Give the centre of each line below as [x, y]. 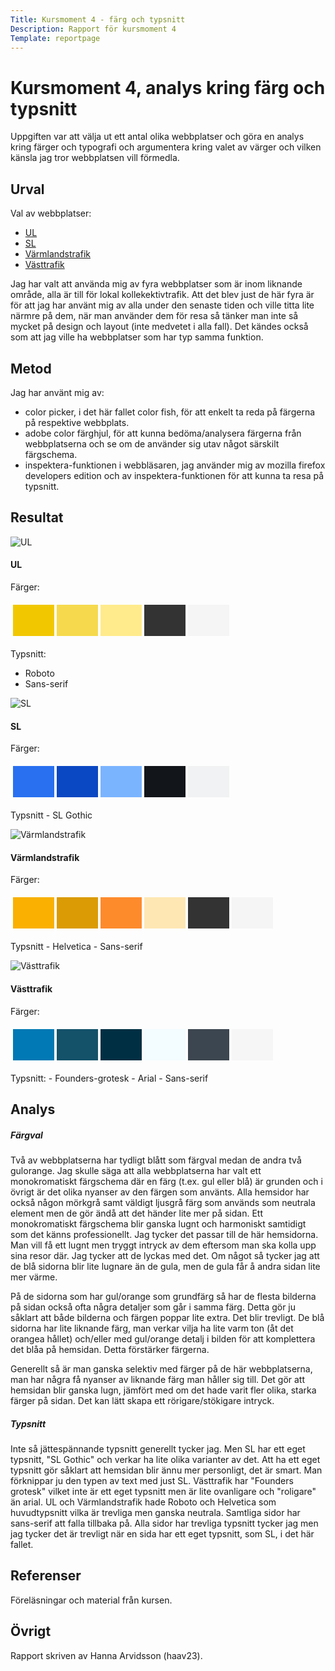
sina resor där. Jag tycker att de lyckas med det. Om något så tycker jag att [165, 1255]
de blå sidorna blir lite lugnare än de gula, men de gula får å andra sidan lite [165, 1266]
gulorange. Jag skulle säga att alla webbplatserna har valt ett [136, 1170]
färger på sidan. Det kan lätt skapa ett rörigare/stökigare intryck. [142, 1400]
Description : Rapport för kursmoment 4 [93, 29]
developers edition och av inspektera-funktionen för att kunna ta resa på [174, 475]
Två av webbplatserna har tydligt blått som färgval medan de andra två [156, 1160]
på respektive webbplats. [77, 422]
